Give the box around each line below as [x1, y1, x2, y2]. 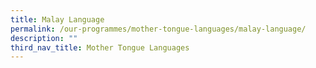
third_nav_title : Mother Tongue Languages [10, 42, 190, 53]
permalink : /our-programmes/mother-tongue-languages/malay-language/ [10, 24, 307, 34]
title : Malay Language [10, 14, 105, 25]
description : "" [10, 33, 78, 43]
